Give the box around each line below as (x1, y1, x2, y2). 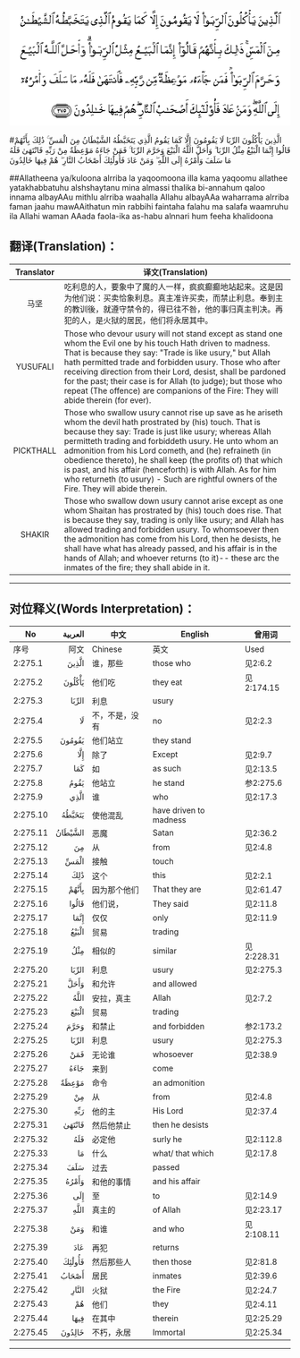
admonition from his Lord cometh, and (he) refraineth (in (63, 445, 271, 456)
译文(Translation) (142, 267, 208, 278)
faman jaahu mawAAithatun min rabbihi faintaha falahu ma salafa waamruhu (9, 201, 288, 211)
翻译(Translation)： (9, 239, 119, 254)
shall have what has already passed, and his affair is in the (63, 543, 278, 554)
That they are (152, 884, 202, 895)
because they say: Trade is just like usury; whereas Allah (63, 426, 271, 437)
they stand (152, 735, 192, 746)
